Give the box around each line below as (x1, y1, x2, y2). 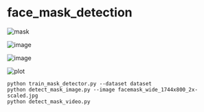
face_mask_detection (7, 5, 133, 20)
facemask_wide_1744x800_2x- (117, 86, 198, 93)
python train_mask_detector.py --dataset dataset (7, 80, 152, 87)
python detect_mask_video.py (7, 98, 91, 105)
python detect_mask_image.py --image (7, 86, 115, 93)
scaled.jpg (7, 92, 38, 99)
